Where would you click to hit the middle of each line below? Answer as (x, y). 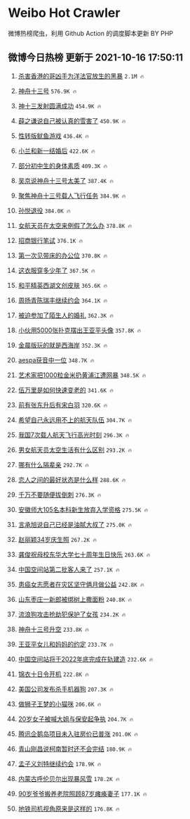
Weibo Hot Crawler (64, 13)
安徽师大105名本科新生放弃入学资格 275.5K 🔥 (83, 509)
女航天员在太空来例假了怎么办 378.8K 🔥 (75, 225)
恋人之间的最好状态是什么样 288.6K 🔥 (72, 479)
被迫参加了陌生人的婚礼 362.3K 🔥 (66, 315)
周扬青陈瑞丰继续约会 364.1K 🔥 (63, 300)
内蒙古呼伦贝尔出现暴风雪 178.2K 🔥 (69, 778)
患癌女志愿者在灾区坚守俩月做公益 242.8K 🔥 (81, 584)
